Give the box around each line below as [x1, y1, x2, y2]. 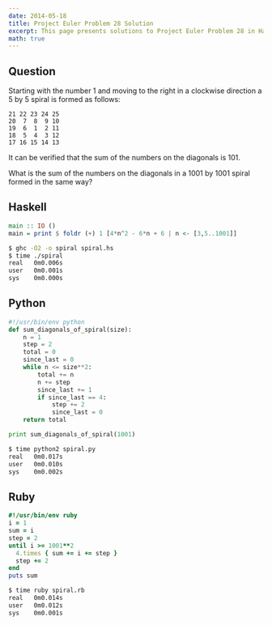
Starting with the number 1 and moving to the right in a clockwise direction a [8, 86, 262, 96]
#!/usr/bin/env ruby [8, 512, 79, 520]
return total [23, 416, 67, 424]
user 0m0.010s [8, 460, 63, 468]
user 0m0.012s [8, 601, 63, 610]
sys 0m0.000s [8, 274, 63, 283]
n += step [37, 378, 70, 386]
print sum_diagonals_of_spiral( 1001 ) [8, 431, 136, 439]
